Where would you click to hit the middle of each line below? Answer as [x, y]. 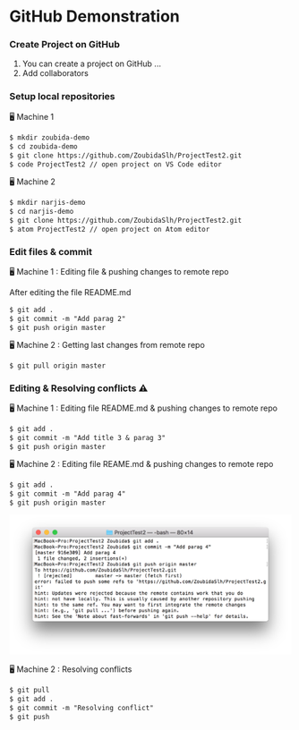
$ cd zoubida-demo [43, 146]
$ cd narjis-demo [42, 211]
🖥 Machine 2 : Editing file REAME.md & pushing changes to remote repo [141, 464]
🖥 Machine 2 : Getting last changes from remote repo [107, 345]
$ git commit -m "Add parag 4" [68, 494]
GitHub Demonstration [95, 17]
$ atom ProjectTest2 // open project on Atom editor [110, 229]
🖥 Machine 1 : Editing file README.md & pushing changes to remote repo [143, 408]
